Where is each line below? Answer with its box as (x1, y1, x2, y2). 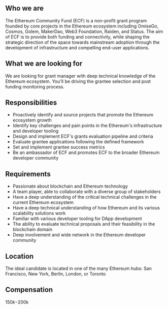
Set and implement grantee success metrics (12, 144, 105, 150)
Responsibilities (5, 99, 57, 107)
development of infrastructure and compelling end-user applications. (5, 44, 150, 50)
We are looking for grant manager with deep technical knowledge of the (5, 73, 156, 79)
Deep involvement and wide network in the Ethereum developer (12, 232, 146, 238)
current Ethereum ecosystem (12, 199, 74, 205)
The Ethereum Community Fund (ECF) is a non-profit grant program (5, 17, 147, 23)
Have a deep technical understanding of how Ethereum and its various (12, 205, 160, 211)
